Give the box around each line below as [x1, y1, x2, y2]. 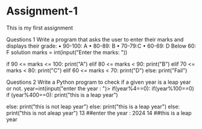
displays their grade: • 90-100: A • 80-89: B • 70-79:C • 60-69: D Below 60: [6, 42, 197, 49]
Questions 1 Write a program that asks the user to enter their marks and [6, 36, 184, 43]
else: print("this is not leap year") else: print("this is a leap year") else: [6, 102, 180, 110]
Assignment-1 [6, 4, 78, 18]
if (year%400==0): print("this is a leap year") [6, 91, 119, 98]
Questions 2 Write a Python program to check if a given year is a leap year [6, 78, 191, 86]
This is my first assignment [6, 24, 74, 31]
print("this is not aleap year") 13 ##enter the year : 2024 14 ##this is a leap [6, 109, 192, 116]
